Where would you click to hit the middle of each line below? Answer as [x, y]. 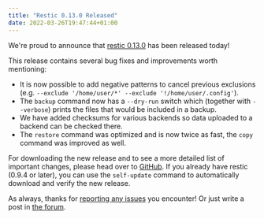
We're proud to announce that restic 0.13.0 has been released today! [119, 45]
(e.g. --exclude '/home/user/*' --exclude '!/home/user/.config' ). [129, 92]
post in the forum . [37, 206]
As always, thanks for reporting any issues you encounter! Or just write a [126, 199]
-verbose [34, 110]
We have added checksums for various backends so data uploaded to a [136, 117]
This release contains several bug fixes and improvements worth [113, 61]
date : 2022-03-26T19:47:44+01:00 [63, 23]
